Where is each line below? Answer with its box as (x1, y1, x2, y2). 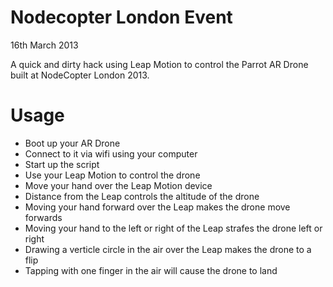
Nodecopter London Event (10, 6, 233, 29)
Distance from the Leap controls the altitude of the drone (24, 190, 260, 202)
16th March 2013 (10, 39, 79, 51)
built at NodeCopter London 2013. (10, 69, 150, 81)
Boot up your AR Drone (24, 137, 121, 149)
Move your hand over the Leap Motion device (24, 179, 213, 191)
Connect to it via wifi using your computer (24, 147, 198, 160)
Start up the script (24, 158, 100, 170)
